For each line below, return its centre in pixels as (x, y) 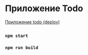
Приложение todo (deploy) (32, 22)
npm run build (22, 48)
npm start (17, 36)
